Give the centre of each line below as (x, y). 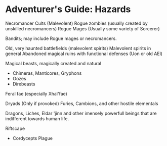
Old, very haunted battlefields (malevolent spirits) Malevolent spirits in (78, 48)
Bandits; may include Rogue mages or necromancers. (61, 38)
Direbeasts (24, 84)
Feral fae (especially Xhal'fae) (36, 93)
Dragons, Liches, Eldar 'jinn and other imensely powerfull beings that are (81, 113)
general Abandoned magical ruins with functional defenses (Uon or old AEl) (84, 54)
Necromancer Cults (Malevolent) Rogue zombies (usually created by (76, 23)
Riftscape (15, 128)
